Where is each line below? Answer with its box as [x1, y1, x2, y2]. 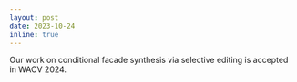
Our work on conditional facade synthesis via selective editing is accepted [9, 55, 289, 66]
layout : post [9, 13, 59, 23]
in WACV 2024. [9, 64, 67, 75]
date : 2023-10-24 [9, 22, 76, 31]
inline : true [9, 30, 59, 39]
